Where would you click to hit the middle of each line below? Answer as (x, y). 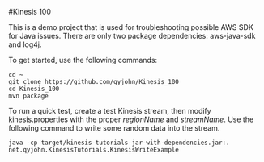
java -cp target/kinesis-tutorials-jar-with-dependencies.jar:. (119, 143)
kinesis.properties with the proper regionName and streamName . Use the (131, 119)
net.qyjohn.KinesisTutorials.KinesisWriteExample (94, 150)
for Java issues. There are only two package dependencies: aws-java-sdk (132, 36)
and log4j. (25, 44)
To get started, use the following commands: (83, 60)
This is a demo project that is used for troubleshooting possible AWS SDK (131, 27)
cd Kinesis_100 (34, 89)
